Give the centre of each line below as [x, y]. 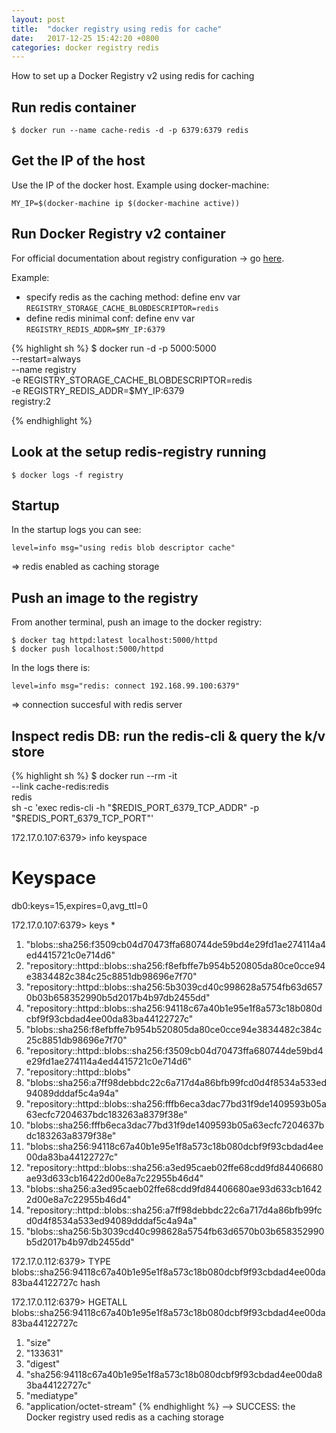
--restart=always [46, 358]
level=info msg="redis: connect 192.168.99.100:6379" [126, 686]
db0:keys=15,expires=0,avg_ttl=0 [80, 905]
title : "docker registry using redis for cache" [117, 29]
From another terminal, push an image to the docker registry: [137, 622]
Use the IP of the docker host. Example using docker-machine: [140, 185]
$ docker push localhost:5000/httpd [87, 649]
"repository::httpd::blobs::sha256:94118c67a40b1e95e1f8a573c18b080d [174, 1008]
